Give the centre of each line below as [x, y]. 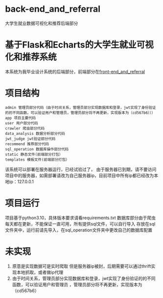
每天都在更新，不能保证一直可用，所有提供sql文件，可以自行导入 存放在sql [80, 223]
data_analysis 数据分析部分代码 [35, 133]
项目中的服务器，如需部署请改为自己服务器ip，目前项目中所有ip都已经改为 [80, 175]
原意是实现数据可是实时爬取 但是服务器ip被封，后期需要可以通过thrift [81, 266]
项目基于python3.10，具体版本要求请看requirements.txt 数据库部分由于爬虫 [80, 218]
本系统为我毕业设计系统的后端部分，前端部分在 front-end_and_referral [75, 72]
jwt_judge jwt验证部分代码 [30, 139]
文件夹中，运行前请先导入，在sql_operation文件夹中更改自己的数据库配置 [79, 230]
